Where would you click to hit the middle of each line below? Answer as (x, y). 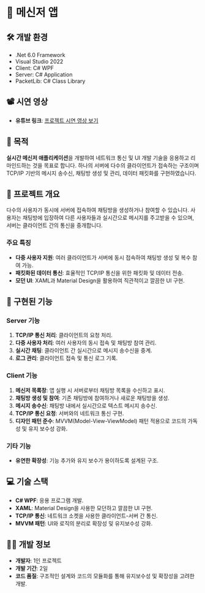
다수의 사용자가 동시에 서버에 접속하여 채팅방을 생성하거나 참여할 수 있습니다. (98, 210)
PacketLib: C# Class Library (50, 81)
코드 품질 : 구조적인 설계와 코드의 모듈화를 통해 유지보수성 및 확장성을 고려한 (105, 576)
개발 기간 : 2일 (32, 568)
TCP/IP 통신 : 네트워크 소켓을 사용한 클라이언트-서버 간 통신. (86, 516)
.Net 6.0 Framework (40, 55)
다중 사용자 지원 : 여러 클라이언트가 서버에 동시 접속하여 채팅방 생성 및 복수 (103, 257)
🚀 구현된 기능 (30, 302)
